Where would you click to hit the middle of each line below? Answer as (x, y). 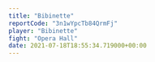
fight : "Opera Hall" (43, 38)
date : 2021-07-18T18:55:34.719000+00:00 (78, 46)
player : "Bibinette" (43, 31)
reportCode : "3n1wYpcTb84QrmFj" (63, 23)
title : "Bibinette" (41, 16)
